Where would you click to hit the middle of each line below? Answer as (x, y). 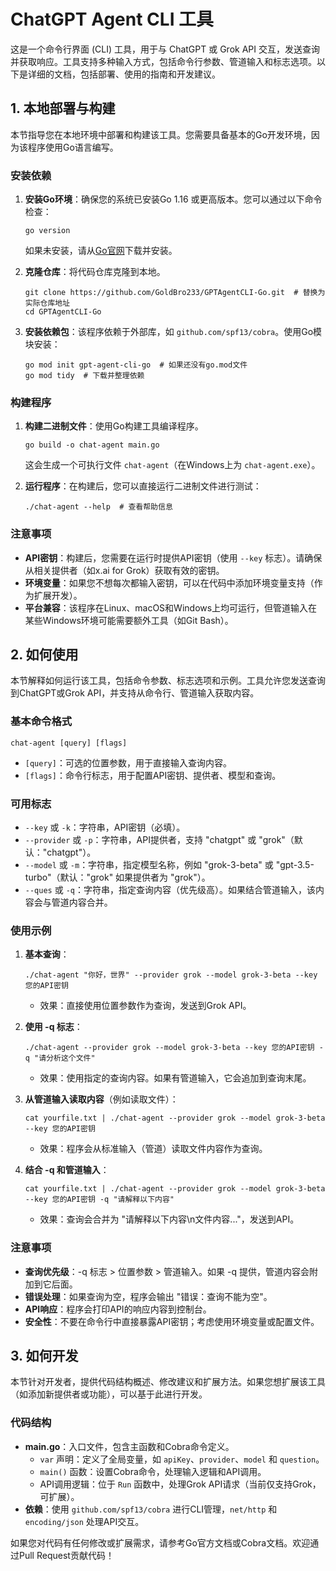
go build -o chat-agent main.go (92, 445)
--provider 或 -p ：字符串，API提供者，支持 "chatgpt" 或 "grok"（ (159, 840)
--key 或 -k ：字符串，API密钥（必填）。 (105, 827)
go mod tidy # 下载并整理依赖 (84, 376)
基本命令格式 (41, 722)
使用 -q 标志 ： (53, 1027)
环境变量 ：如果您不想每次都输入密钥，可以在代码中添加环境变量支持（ (169, 582)
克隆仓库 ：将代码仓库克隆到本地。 (95, 272)
